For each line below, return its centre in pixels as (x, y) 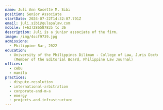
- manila (18, 73)
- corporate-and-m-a (30, 91)
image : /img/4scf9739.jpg (31, 37)
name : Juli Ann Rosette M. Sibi (38, 9)
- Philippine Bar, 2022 (33, 46)
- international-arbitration (39, 86)
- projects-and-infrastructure (41, 100)
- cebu (16, 69)
